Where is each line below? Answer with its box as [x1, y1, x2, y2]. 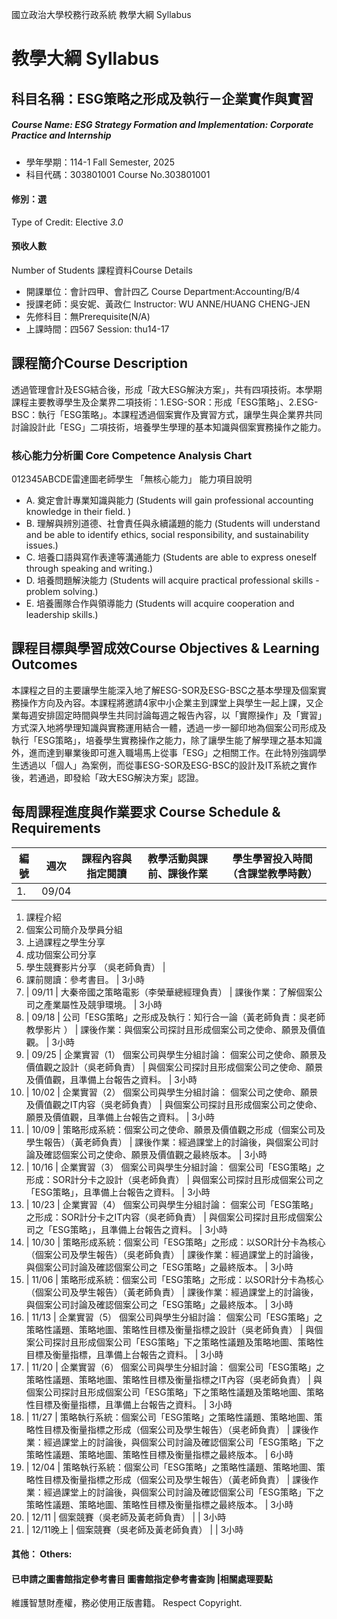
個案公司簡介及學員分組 [25, 923, 123, 935]
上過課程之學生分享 [25, 936, 106, 948]
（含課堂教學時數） [227, 866, 318, 880]
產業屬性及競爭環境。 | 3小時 [43, 998, 163, 1010]
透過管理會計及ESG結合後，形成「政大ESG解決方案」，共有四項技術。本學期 [11, 383, 323, 395]
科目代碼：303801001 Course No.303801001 [25, 168, 211, 180]
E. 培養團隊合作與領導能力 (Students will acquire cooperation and [25, 598, 295, 610]
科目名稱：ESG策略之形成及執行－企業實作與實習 [11, 90, 314, 107]
